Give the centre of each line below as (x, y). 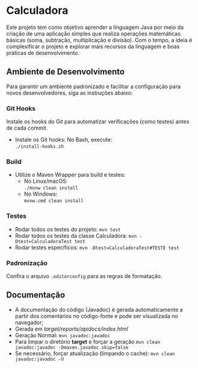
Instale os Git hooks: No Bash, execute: (63, 140)
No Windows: (41, 194)
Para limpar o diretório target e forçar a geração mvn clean (88, 341)
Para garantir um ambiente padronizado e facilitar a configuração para (94, 86)
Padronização (27, 263)
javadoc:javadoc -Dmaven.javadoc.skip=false (72, 347)
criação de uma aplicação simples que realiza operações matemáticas (93, 33)
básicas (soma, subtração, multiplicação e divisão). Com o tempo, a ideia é (99, 40)
